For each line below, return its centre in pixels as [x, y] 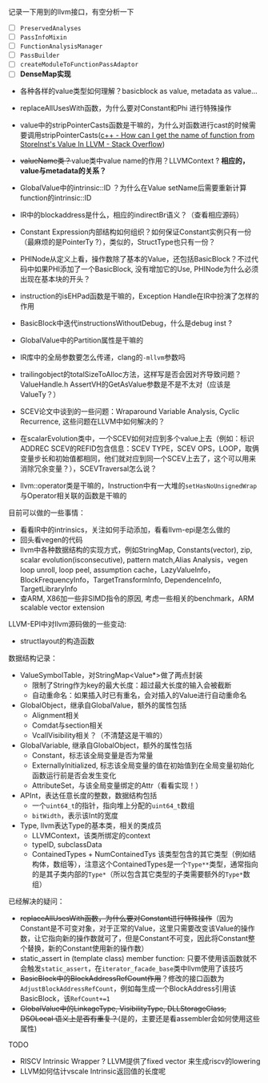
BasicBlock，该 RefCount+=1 [65, 999]
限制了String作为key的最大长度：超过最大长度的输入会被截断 [132, 685]
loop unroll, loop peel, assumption [76, 570]
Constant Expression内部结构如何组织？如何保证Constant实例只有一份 [136, 232]
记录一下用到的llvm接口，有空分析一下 [71, 12]
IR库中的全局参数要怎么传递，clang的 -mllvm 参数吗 [102, 357]
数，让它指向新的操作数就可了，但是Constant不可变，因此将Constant [134, 939]
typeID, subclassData [67, 845]
